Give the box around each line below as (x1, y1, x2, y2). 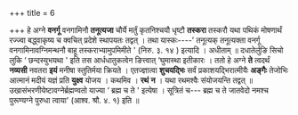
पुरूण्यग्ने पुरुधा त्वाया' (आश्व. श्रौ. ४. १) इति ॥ (9, 95, 140, 105)
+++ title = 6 (9, 8, 55, 18)
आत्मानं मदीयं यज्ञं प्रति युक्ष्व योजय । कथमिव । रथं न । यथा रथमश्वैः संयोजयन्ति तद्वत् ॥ (9, 75, 254, 86)
